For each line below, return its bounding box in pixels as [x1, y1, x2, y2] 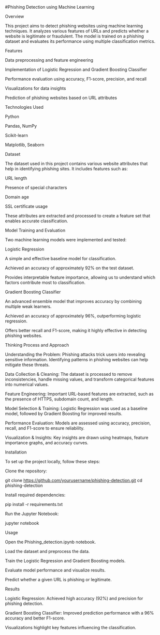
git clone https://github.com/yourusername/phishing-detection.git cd [5, 478, 143, 483]
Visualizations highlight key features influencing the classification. [5, 625, 136, 630]
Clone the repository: [5, 468, 47, 474]
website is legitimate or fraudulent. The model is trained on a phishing [5, 33, 144, 39]
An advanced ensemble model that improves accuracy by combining [5, 299, 142, 304]
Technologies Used [5, 104, 44, 110]
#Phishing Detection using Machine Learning [5, 4, 95, 10]
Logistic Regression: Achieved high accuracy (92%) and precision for [5, 596, 144, 601]
